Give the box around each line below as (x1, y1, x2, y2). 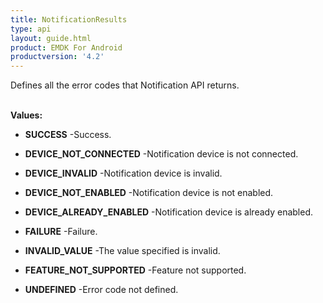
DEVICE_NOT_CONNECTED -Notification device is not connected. (24, 148, 299, 160)
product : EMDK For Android (10, 42, 123, 53)
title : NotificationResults (10, 14, 128, 25)
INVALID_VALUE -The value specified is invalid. (24, 245, 221, 257)
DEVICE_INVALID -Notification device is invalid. (24, 167, 223, 180)
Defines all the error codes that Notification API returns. (10, 79, 240, 91)
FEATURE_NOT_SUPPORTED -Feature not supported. (24, 264, 247, 276)
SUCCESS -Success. (24, 129, 112, 141)
